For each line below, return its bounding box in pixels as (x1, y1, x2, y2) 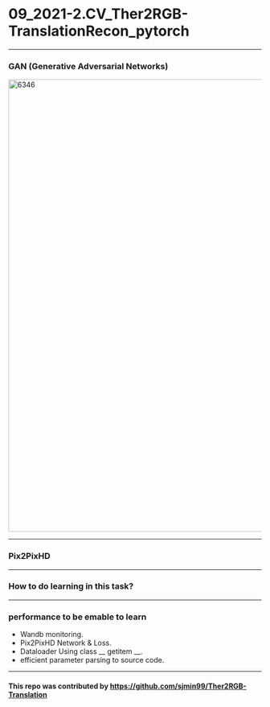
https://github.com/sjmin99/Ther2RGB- (109, 681, 247, 691)
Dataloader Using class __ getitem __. (19, 647, 143, 656)
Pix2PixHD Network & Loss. (19, 638, 112, 648)
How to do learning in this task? (8, 581, 134, 592)
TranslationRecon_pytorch (8, 22, 190, 40)
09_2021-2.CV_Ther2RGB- (8, 5, 189, 23)
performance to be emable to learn (8, 611, 147, 622)
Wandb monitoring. (19, 630, 84, 639)
